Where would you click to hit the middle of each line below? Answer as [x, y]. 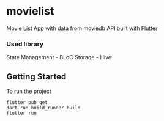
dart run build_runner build [43, 108]
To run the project [29, 91]
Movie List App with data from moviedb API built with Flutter [82, 28]
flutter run [21, 113]
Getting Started [36, 77]
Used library [25, 44]
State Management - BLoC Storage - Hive [59, 57]
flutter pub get [27, 103]
